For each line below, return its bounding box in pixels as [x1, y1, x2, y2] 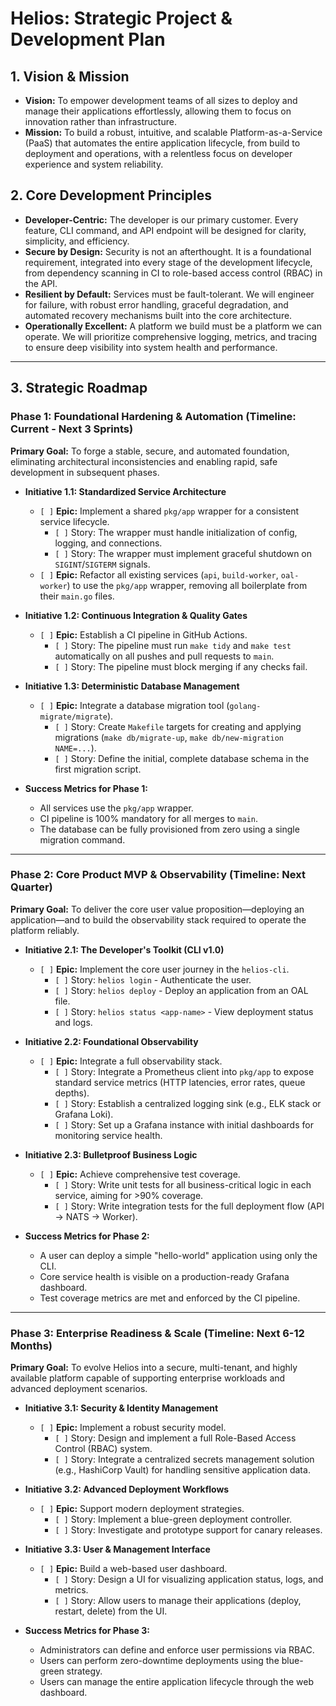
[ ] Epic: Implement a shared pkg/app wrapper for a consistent [39, 505, 300, 517]
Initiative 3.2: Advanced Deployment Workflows [24, 1483, 230, 1496]
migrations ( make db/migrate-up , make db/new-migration [54, 731, 285, 743]
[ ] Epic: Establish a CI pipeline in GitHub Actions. [39, 628, 248, 641]
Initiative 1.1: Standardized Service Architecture [24, 485, 227, 497]
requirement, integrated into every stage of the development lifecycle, [24, 256, 313, 268]
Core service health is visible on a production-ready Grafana [39, 1270, 290, 1282]
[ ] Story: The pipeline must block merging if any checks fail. [54, 660, 308, 672]
